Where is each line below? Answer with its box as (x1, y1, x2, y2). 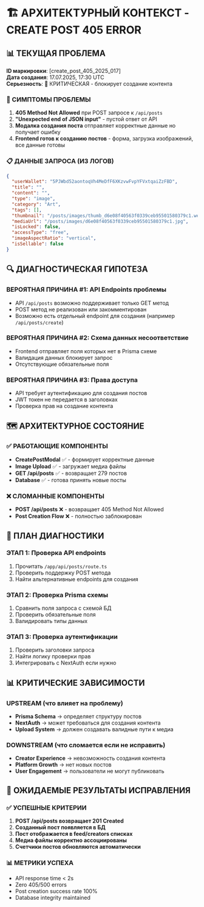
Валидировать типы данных (15, 618, 88, 625)
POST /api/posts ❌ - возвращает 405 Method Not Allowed (15, 506, 164, 513)
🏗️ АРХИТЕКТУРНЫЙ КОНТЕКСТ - (6, 6, 189, 20)
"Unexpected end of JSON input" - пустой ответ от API (15, 116, 157, 123)
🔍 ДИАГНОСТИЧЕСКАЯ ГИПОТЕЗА (6, 264, 148, 275)
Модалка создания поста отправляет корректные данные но (15, 122, 176, 129)
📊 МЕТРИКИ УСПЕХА (6, 858, 74, 867)
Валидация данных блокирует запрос (15, 354, 113, 361)
